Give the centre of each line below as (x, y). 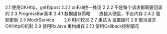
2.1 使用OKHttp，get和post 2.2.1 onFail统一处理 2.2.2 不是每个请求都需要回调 (84, 7)
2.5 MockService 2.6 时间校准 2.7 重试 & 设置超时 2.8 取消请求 (87, 20)
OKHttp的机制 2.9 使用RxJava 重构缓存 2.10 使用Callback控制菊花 (72, 26)
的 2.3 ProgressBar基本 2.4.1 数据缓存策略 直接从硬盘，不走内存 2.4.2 (80, 13)
